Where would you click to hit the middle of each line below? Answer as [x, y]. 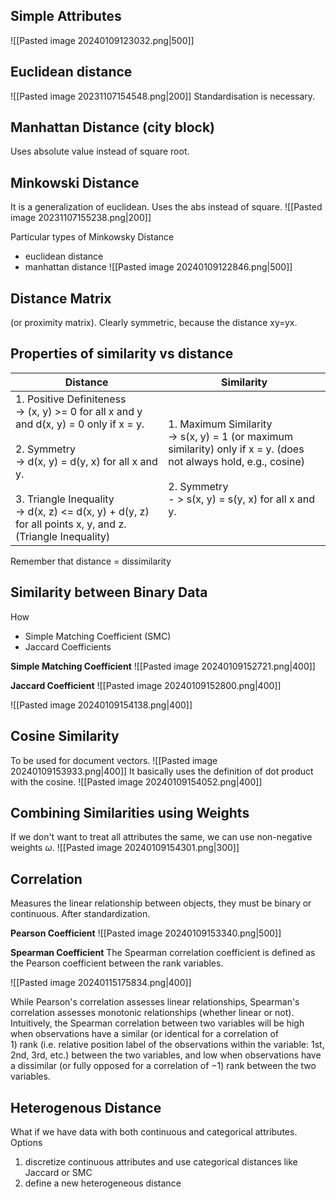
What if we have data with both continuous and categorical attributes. [154, 1131]
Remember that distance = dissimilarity [91, 561]
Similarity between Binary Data [109, 592]
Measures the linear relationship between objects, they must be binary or [161, 903]
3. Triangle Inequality [65, 499]
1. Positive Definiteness [71, 399]
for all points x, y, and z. [71, 524]
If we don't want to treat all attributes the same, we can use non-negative [161, 837]
